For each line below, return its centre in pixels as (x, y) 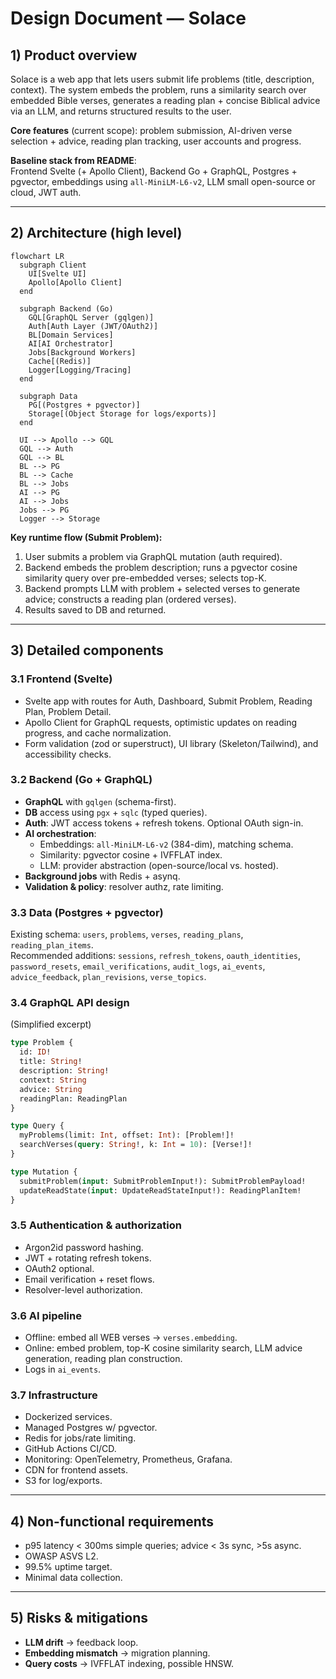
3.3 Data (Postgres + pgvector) (87, 912)
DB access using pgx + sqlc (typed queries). (116, 812)
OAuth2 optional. (59, 1268)
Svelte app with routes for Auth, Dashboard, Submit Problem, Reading (168, 701)
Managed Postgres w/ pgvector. (91, 1428)
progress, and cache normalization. (98, 733)
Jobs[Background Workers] (82, 352)
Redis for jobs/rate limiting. (80, 1438)
